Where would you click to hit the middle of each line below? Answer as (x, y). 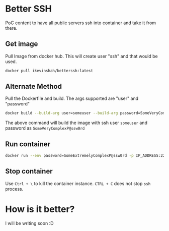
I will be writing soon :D (29, 223)
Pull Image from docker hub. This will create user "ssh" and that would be (81, 56)
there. (11, 28)
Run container (28, 144)
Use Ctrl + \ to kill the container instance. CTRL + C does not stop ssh (78, 183)
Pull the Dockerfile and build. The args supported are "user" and (72, 98)
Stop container (29, 171)
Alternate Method (33, 86)
